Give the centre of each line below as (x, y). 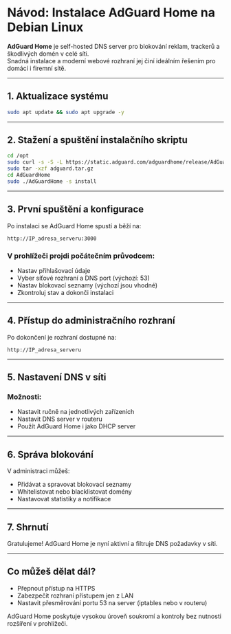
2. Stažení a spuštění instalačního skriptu (97, 140)
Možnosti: (24, 397)
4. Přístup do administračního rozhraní (91, 321)
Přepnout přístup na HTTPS (56, 588)
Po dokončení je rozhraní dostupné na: (62, 337)
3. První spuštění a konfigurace (76, 209)
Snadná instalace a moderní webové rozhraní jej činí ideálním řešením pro (111, 61)
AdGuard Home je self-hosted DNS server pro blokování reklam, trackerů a (113, 46)
